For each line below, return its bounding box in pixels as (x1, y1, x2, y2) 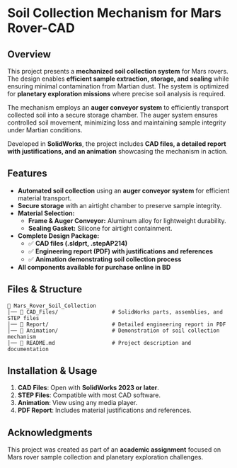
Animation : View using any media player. (17, 399, 138, 407)
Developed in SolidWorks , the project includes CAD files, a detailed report (7, 139, 226, 148)
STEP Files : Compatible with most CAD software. (17, 391, 161, 399)
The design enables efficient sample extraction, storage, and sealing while (7, 74, 230, 83)
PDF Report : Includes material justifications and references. (17, 406, 192, 415)
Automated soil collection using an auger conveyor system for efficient (17, 186, 230, 195)
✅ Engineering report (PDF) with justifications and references (28, 246, 214, 256)
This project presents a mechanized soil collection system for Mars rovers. (7, 67, 229, 75)
